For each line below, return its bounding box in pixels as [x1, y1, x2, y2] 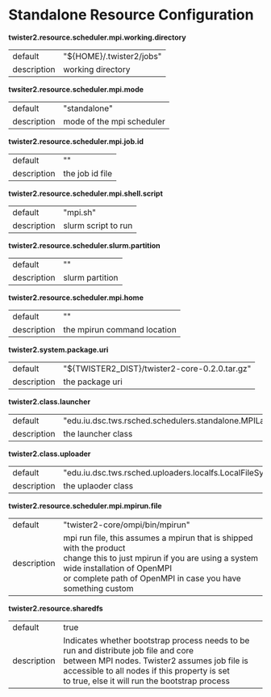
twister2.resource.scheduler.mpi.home [8, 293, 144, 302]
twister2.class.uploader [8, 449, 91, 458]
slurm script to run [63, 220, 133, 231]
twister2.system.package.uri [8, 344, 109, 354]
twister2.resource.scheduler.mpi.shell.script [8, 188, 164, 198]
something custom [63, 582, 134, 594]
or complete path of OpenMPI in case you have [63, 572, 242, 584]
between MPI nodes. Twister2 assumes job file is [63, 655, 248, 666]
